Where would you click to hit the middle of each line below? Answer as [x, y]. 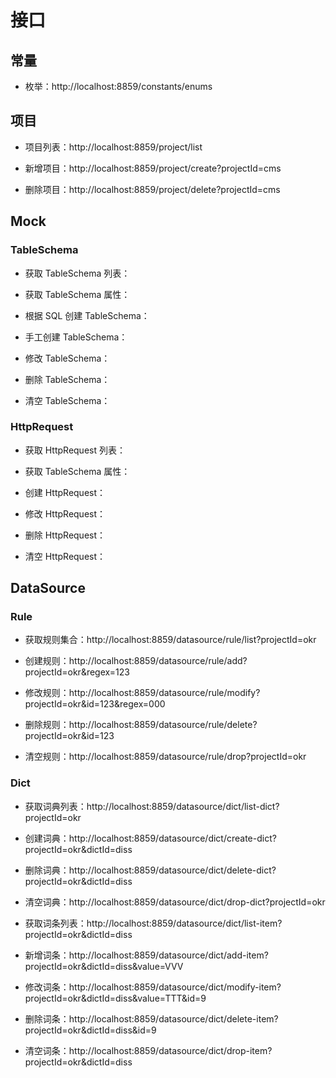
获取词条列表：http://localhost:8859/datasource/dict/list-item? [153, 923]
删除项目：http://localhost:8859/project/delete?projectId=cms [152, 189]
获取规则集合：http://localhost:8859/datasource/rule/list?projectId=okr [170, 640]
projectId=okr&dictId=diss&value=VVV [104, 966]
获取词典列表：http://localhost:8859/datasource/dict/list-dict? [152, 806]
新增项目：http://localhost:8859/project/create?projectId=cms [153, 168]
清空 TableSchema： [67, 400]
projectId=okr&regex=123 [77, 672]
